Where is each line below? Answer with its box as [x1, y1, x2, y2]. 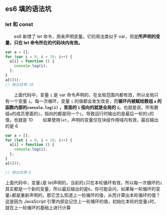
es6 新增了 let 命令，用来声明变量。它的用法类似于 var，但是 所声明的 [14, 33, 156, 39]
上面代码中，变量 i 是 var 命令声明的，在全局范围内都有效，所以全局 [14, 91, 155, 97]
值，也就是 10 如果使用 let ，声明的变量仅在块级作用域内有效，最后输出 [5, 116, 159, 122]
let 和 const [5, 21, 33, 28]
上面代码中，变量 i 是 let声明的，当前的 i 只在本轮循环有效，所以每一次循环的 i [5, 179, 163, 185]
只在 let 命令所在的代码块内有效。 [13, 39, 83, 45]
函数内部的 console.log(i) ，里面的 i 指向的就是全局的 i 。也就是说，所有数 [5, 104, 159, 110]
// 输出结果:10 [5, 82, 34, 87]
